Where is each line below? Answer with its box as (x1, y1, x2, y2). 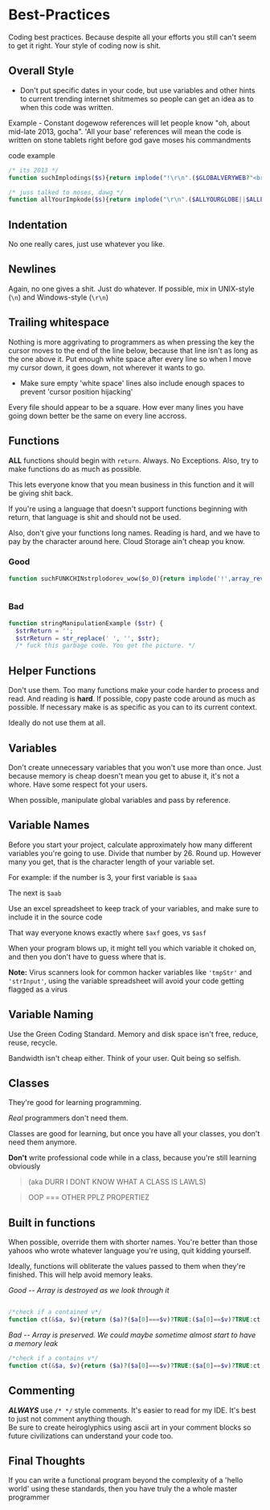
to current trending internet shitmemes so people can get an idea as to (19, 94, 255, 104)
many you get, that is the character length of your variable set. (8, 857, 215, 866)
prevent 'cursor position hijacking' (19, 387, 133, 396)
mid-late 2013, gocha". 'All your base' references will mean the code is (8, 126, 242, 136)
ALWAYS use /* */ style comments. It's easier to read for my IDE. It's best (8, 1405, 256, 1415)
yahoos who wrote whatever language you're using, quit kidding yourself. (8, 1246, 252, 1255)
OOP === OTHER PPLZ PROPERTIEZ (27, 1193, 150, 1202)
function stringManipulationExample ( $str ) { (8, 619, 163, 628)
